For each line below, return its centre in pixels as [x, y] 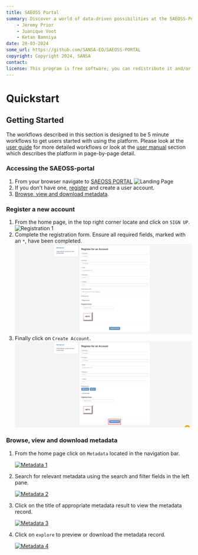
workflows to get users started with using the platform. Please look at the [95, 141]
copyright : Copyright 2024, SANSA [49, 56]
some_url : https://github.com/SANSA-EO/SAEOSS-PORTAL [74, 50]
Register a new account [41, 209]
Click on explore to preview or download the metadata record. [90, 534]
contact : [17, 62]
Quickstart [33, 98]
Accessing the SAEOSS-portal [50, 168]
